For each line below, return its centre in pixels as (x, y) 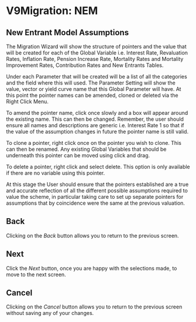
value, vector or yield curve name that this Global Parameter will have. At (94, 89)
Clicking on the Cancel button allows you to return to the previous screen (94, 307)
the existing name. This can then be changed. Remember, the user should (95, 119)
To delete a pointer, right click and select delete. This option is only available (98, 167)
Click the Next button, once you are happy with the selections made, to (92, 268)
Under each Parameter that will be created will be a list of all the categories (97, 77)
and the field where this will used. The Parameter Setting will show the (91, 83)
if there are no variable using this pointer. (56, 173)
